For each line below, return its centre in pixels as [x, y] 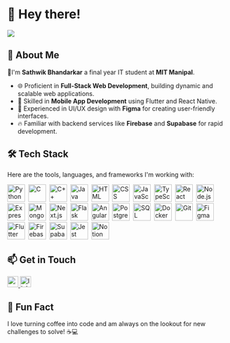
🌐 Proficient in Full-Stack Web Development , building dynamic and [115, 85]
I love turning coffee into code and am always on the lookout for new [106, 324]
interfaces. [33, 115]
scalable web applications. [56, 93]
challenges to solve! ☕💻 [43, 332]
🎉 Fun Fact [31, 307]
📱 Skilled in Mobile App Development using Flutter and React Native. [117, 101]
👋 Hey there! [44, 14]
